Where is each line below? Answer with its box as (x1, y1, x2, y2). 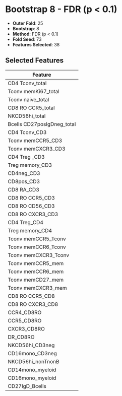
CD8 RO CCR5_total (8, 104, 55, 111)
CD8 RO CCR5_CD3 (8, 194, 55, 201)
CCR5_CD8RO (8, 317, 42, 324)
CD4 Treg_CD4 (8, 219, 44, 226)
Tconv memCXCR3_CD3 (8, 145, 66, 152)
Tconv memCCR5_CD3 (8, 137, 62, 144)
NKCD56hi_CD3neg (8, 342, 55, 349)
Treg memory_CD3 (8, 161, 52, 168)
